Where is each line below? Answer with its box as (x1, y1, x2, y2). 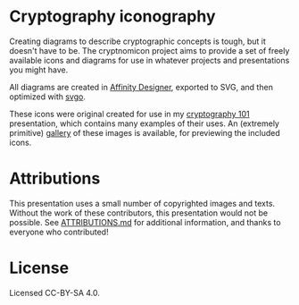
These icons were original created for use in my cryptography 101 (9, 108, 250, 119)
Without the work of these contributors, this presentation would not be (9, 208, 269, 218)
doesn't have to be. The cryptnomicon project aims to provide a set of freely (9, 45, 290, 55)
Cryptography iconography (9, 6, 216, 27)
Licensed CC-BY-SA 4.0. (9, 287, 101, 298)
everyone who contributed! (9, 226, 109, 237)
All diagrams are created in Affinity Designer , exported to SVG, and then (9, 81, 274, 92)
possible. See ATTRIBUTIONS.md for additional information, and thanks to (9, 216, 281, 227)
